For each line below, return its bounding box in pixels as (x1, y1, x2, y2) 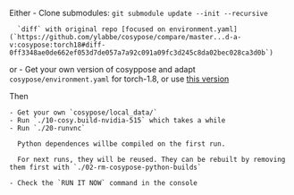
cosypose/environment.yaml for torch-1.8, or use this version (9, 73, 230, 84)
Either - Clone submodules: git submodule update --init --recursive (9, 8, 268, 18)
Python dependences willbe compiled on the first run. (17, 140, 226, 148)
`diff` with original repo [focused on (17, 25, 166, 34)
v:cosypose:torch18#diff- (9, 40, 105, 49)
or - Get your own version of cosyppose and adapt (9, 64, 197, 74)
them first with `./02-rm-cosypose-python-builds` (9, 163, 202, 172)
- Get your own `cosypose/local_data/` (9, 108, 158, 117)
